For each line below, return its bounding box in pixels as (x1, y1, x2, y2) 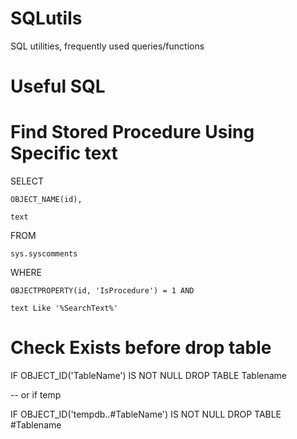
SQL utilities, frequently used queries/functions (10, 40, 205, 52)
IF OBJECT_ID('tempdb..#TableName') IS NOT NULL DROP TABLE (10, 408, 282, 420)
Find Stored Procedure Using (10, 121, 255, 144)
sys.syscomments (10, 249, 78, 259)
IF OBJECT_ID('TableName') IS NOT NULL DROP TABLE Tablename (10, 370, 288, 381)
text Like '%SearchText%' (10, 303, 118, 314)
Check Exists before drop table (10, 337, 272, 359)
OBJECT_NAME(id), (10, 195, 83, 205)
